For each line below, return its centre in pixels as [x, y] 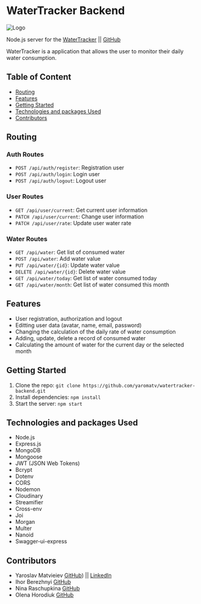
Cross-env [28, 509]
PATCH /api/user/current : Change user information [79, 216]
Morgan [25, 522]
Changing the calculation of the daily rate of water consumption [95, 332]
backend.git [30, 391]
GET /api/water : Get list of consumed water [70, 252]
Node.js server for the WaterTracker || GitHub [64, 39]
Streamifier [29, 502]
